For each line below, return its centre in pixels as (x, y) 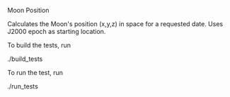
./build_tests (25, 59)
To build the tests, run (39, 45)
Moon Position (28, 10)
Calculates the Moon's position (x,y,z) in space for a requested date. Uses (115, 24)
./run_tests (23, 86)
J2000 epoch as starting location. (57, 32)
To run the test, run (35, 73)
